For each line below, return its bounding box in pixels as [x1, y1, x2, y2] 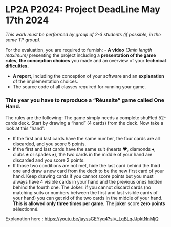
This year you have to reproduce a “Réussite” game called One [5, 96, 165, 103]
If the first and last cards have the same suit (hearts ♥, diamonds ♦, [12, 146, 156, 152]
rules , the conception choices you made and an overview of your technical [5, 57, 166, 63]
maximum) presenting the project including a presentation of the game [5, 52, 156, 58]
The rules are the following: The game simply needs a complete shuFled [5, 115, 158, 121]
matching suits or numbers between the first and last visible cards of [12, 190, 158, 196]
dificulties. [5, 63, 29, 69]
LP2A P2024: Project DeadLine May [5, 4, 160, 15]
